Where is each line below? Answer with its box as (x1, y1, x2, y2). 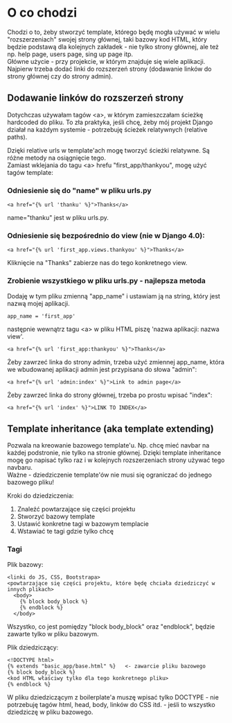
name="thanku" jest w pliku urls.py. (7, 214, 109, 222)
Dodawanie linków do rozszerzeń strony (7, 92, 184, 104)
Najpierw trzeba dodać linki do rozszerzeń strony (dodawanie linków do (7, 65, 212, 73)
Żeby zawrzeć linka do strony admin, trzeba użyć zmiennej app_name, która (7, 357, 225, 366)
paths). (7, 133, 28, 141)
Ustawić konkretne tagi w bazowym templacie (17, 520, 149, 528)
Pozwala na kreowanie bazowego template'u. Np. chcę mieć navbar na (7, 441, 210, 450)
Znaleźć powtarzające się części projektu (17, 505, 136, 513)
